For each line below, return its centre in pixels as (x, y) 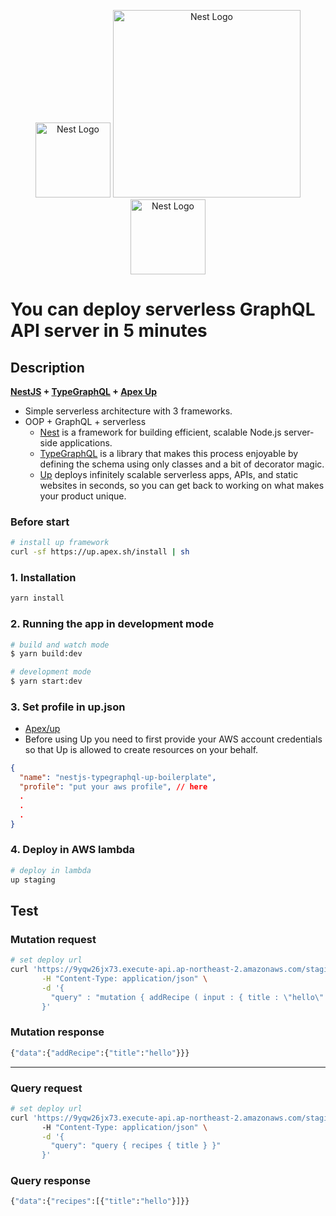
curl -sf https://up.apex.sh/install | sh (100, 552)
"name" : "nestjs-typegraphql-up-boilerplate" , (118, 778)
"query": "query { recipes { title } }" (136, 1146)
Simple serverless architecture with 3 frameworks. (128, 411)
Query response (50, 1181)
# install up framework (60, 543)
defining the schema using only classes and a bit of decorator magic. (182, 464)
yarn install (37, 598)
